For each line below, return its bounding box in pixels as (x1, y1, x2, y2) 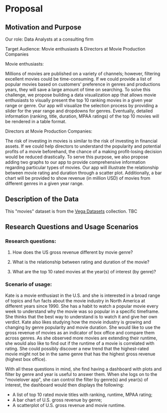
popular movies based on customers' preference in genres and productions (5, 81, 161, 87)
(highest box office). (5, 356, 47, 362)
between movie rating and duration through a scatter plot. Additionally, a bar (5, 170, 162, 176)
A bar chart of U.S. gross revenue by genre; (12, 396, 102, 403)
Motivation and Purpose (5, 23, 81, 32)
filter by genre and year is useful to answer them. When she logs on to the (5, 371, 158, 377)
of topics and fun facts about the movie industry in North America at (5, 297, 146, 303)
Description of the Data (5, 195, 79, 203)
